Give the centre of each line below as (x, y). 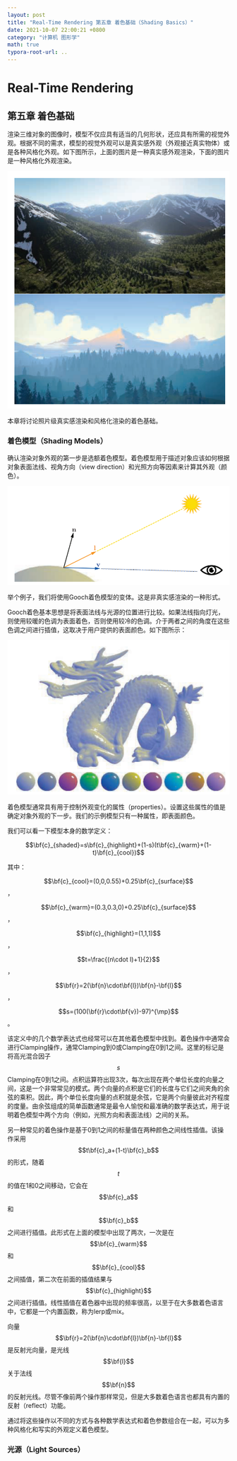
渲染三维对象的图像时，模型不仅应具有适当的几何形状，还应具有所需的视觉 (115, 134)
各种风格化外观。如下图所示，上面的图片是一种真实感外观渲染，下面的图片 (121, 152)
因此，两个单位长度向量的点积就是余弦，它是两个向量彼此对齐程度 (134, 1097)
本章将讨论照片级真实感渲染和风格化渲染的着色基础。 (85, 421)
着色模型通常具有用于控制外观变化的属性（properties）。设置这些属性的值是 (116, 806)
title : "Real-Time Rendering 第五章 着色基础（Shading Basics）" (101, 22)
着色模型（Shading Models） (57, 441)
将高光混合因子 (29, 1056)
